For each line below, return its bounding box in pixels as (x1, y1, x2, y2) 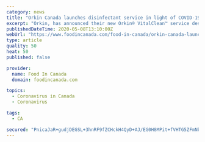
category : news (6, 9, 45, 15)
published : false (6, 54, 51, 60)
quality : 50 (6, 43, 37, 49)
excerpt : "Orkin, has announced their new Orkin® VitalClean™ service (6, 20, 190, 26)
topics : (6, 88, 26, 94)
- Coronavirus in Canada (12, 93, 75, 99)
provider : (6, 65, 32, 71)
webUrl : (6, 32, 26, 38)
